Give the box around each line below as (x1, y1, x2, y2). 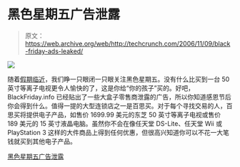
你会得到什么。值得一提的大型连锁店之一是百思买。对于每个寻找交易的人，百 (7, 101, 233, 110)
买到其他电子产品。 (19, 136, 76, 146)
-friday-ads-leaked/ (24, 47, 84, 55)
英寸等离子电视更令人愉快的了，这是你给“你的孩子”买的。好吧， (7, 83, 195, 92)
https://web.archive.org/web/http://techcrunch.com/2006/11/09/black (24, 39, 231, 48)
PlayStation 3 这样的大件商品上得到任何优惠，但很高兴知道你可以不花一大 (7, 128, 224, 136)
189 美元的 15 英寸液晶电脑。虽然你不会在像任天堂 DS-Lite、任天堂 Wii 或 (7, 119, 223, 128)
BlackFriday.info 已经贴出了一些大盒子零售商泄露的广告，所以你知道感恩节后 (7, 92, 232, 101)
